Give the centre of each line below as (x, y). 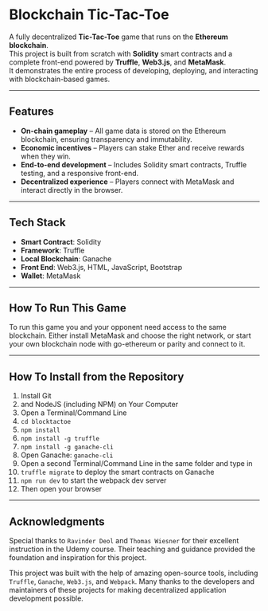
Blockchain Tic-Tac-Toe (89, 15)
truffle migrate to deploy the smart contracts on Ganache (117, 472)
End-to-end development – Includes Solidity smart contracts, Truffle (134, 164)
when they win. (45, 156)
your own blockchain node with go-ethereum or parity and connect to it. (127, 344)
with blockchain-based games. (60, 79)
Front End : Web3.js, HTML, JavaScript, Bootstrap (101, 267)
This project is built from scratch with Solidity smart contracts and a (121, 53)
